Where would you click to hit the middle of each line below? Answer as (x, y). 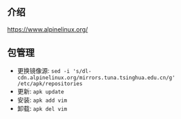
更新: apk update (40, 91)
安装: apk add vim (42, 100)
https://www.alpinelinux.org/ (48, 29)
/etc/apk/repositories (50, 84)
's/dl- (82, 71)
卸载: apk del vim (42, 108)
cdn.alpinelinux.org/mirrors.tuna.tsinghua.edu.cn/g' (96, 78)
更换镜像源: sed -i (44, 70)
